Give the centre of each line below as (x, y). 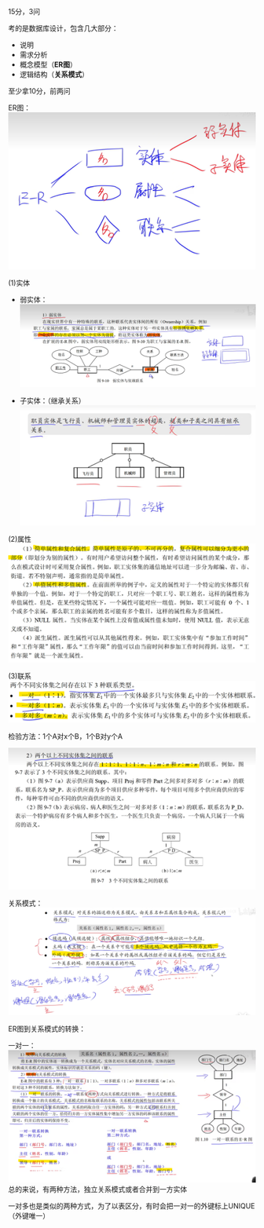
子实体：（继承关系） (52, 401)
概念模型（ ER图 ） (48, 64)
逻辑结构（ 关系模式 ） (54, 74)
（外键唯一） (29, 1215)
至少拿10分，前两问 (39, 91)
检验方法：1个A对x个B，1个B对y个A (66, 736)
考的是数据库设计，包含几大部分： (63, 28)
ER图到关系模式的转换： (47, 1029)
